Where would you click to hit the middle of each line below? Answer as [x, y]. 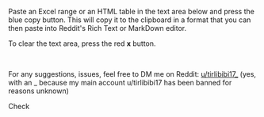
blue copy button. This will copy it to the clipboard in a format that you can [130, 20]
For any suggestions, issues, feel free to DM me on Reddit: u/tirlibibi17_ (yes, [132, 74]
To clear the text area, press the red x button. [82, 43]
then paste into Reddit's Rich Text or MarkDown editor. [98, 28]
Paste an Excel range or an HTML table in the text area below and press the [132, 11]
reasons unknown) [39, 91]
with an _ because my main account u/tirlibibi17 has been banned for [120, 83]
